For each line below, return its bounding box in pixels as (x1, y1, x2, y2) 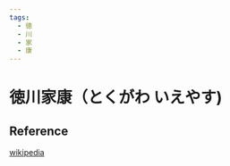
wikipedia (9, 147, 45, 158)
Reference (9, 123, 69, 138)
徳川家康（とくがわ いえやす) (9, 87, 223, 108)
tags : (9, 12, 30, 22)
